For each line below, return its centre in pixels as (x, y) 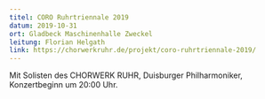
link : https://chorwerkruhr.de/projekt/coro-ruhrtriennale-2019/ (132, 50)
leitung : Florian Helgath (57, 42)
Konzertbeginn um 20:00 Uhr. (64, 85)
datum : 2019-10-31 (43, 26)
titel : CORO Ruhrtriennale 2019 (69, 17)
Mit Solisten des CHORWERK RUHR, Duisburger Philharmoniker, (126, 75)
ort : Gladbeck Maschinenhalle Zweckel (81, 34)
